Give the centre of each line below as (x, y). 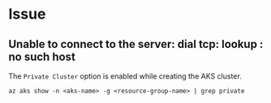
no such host (42, 56)
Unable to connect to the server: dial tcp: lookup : (136, 44)
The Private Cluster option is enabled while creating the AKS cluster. (125, 76)
